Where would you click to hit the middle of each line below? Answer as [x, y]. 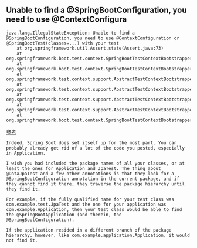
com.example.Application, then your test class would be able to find [94, 209]
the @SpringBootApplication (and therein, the [64, 215]
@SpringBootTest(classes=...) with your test [62, 43]
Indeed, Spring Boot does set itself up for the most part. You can [91, 143]
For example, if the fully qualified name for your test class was [90, 199]
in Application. [26, 153]
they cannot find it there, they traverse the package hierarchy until [95, 184]
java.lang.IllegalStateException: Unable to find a [70, 33]
